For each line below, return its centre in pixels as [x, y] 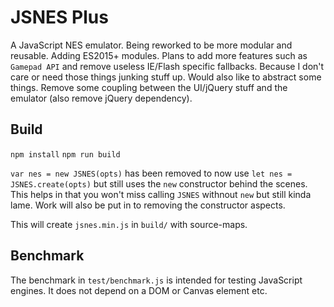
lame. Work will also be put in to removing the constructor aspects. [148, 205]
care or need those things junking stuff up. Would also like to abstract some [166, 77]
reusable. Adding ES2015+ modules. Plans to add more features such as [159, 55]
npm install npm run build [65, 154]
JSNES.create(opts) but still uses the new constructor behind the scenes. [159, 183]
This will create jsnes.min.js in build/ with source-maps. [129, 224]
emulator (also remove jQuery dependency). [101, 98]
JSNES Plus [59, 17]
